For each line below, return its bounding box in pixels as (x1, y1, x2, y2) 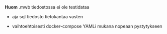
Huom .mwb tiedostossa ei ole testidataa (5, 4, 90, 10)
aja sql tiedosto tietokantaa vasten (12, 14, 83, 19)
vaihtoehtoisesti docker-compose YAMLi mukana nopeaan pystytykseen (12, 23, 162, 29)
